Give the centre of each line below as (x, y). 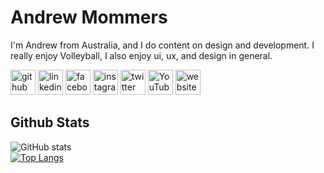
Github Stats (50, 122)
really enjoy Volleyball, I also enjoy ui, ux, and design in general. (141, 55)
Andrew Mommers (89, 17)
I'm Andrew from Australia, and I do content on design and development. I (162, 45)
